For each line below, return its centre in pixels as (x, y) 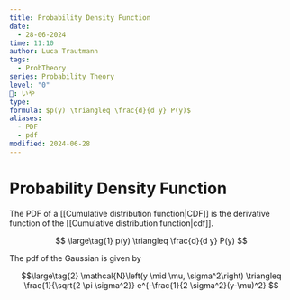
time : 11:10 (32, 43)
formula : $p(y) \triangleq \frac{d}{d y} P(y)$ (100, 110)
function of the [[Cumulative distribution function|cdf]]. (112, 223)
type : (19, 102)
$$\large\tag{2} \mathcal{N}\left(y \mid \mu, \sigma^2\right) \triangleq (151, 276)
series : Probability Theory (62, 77)
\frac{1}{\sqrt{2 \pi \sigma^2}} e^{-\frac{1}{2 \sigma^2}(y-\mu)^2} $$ (151, 285)
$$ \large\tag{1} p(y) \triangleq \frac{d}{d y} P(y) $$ (151, 240)
